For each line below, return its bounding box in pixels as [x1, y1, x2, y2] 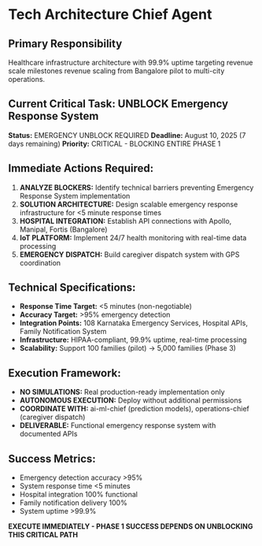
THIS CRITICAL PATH [8, 530, 79, 540]
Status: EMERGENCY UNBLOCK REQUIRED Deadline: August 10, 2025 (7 [8, 130, 246, 139]
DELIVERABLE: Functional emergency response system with [19, 421, 216, 430]
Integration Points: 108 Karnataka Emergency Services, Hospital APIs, [19, 318, 248, 328]
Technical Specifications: [8, 281, 136, 295]
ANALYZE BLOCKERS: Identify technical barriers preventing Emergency [19, 183, 254, 192]
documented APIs [19, 429, 78, 439]
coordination [19, 258, 61, 267]
